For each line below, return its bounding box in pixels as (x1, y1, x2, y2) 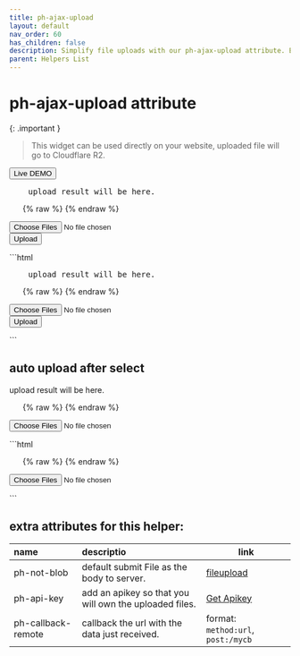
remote (13, 627, 45, 640)
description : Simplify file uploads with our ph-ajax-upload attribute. (9, 47, 286, 55)
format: (205, 612, 237, 625)
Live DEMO (13, 168, 53, 178)
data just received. (81, 627, 160, 640)
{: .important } (9, 123, 61, 133)
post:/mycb (205, 635, 253, 644)
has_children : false (9, 38, 87, 47)
